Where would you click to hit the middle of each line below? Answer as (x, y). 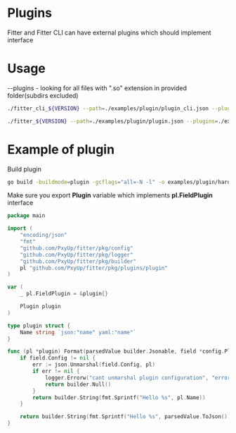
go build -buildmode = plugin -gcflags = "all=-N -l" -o (86, 182)
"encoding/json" (44, 235)
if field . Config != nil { (58, 358)
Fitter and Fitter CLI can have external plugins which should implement (110, 32)
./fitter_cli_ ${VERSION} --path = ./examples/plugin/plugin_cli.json (108, 108)
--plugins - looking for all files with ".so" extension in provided (97, 88)
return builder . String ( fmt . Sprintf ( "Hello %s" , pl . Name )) (119, 397)
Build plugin (25, 169)
